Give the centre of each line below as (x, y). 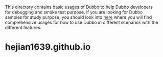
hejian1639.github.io (48, 47)
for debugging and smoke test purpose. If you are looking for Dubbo (74, 12)
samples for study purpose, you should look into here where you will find (79, 17)
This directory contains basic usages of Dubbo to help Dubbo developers (79, 7)
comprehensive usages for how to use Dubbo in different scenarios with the (81, 22)
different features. (23, 28)
